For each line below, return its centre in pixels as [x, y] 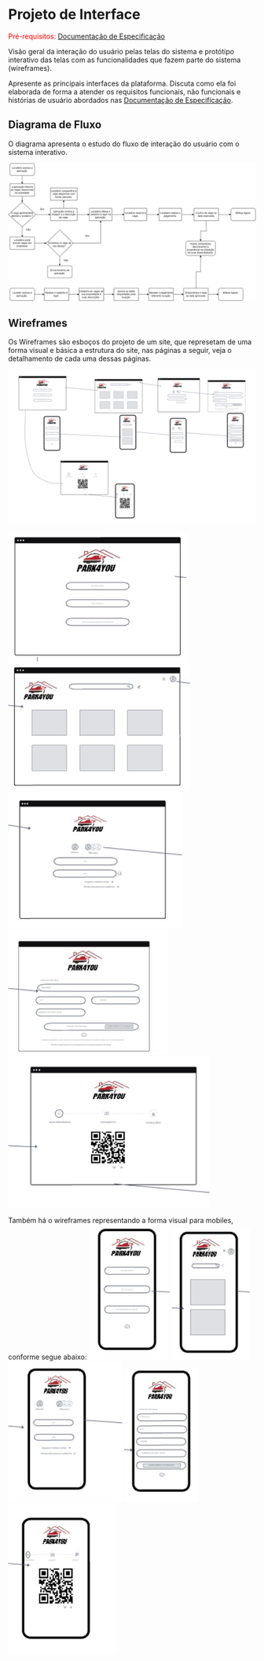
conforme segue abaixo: [48, 1357]
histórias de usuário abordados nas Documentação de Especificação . [121, 100]
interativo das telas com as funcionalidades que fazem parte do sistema [125, 60]
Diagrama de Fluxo [55, 125]
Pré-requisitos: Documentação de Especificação [86, 36]
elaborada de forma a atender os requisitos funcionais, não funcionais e [125, 91]
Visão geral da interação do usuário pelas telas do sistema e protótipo [121, 51]
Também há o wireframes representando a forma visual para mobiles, [121, 1221]
